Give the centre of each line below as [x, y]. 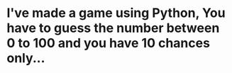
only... [26, 58]
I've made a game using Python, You [116, 13]
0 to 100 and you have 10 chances [109, 43]
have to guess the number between [113, 28]
